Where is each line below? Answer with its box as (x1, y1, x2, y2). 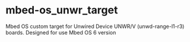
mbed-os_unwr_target (5, 3, 118, 17)
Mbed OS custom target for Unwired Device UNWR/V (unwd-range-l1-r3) (5, 23, 185, 30)
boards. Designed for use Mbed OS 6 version (5, 29, 116, 36)
